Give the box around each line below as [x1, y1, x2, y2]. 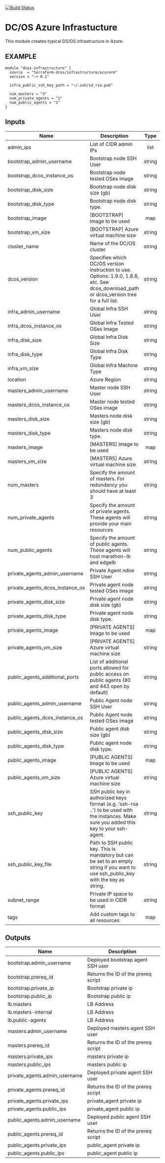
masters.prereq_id [7, 1042, 50, 1049]
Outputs [5, 933, 31, 942]
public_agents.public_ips [7, 1150, 65, 1157]
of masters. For [90, 475, 125, 482]
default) [90, 689, 108, 696]
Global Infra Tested [90, 319, 134, 326]
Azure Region [90, 376, 121, 383]
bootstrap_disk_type [7, 200, 55, 207]
